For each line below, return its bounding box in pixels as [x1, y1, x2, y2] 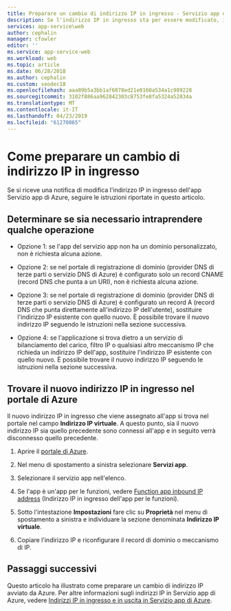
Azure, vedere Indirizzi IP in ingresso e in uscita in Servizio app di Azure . [7, 596, 212, 604]
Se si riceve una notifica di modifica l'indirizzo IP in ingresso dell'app [7, 186, 201, 194]
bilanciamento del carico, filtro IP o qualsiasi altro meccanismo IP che [16, 341, 214, 349]
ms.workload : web [7, 55, 57, 62]
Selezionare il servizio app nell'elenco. [16, 474, 126, 482]
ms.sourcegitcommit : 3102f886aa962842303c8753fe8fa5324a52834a [7, 94, 192, 101]
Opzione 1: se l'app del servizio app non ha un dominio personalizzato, [16, 242, 218, 251]
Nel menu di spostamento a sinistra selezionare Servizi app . [16, 461, 188, 469]
